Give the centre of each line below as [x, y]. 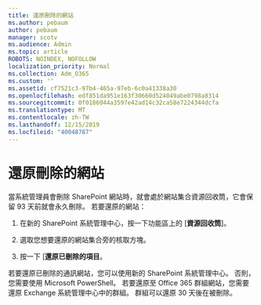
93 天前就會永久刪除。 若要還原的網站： [82, 206]
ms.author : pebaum [38, 23]
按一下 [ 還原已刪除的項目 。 [63, 256]
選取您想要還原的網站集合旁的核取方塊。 [85, 239]
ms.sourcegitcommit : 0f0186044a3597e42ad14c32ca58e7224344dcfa [114, 103]
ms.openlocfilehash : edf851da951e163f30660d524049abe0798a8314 [114, 96]
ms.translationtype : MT [47, 111]
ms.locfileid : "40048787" [50, 132]
